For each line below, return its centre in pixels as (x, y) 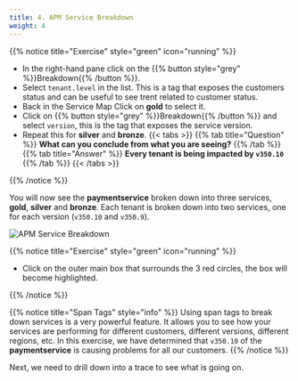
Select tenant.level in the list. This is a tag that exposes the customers (153, 87)
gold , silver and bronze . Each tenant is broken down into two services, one (148, 207)
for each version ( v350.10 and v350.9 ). (79, 216)
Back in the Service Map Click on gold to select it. (114, 106)
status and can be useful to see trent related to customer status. (140, 97)
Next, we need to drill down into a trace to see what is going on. (126, 367)
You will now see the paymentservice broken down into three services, (141, 198)
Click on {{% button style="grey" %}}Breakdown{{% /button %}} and (149, 116)
